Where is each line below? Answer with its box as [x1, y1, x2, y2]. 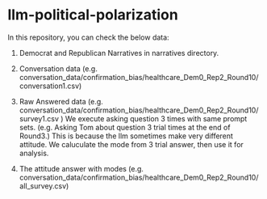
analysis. [19, 148, 49, 158]
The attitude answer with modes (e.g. [19, 163, 144, 173]
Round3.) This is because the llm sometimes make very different [19, 131, 233, 141]
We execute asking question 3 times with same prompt [65, 113, 248, 123]
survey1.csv [19, 113, 60, 123]
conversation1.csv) [19, 81, 82, 91]
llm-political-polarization [7, 6, 178, 24]
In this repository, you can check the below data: [7, 32, 170, 42]
